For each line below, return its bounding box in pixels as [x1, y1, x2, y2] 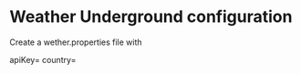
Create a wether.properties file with [9, 37, 143, 48]
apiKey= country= [9, 54, 77, 65]
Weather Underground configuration [9, 6, 293, 27]
